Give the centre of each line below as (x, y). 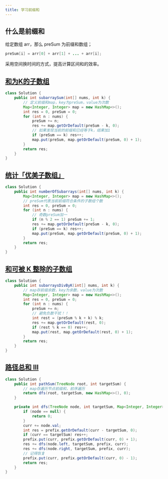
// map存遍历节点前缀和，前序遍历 (54, 388)
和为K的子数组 (27, 81)
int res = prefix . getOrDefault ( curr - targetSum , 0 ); (80, 430)
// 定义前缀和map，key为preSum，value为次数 (66, 102)
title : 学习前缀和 (22, 10)
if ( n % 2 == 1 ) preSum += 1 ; (63, 220)
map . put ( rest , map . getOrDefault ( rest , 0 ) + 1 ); (82, 332)
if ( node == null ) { (44, 412)
